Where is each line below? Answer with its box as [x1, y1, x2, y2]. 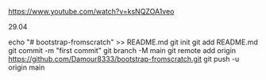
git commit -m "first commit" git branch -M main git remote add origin [8, 46, 237, 55]
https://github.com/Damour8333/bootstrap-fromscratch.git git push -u [8, 55, 240, 63]
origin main [8, 63, 45, 72]
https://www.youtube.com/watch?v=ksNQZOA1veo [8, 7, 175, 16]
